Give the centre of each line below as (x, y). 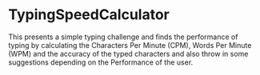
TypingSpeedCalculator (89, 15)
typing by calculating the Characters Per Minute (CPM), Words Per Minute (130, 45)
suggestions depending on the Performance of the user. (101, 62)
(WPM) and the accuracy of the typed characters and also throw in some (128, 53)
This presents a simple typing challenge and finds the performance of (123, 37)
